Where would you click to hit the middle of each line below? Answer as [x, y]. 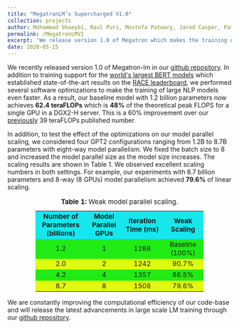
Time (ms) [142, 229]
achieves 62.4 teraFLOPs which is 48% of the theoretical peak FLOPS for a [118, 105]
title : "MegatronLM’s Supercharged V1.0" [70, 14]
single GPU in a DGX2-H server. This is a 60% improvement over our [108, 113]
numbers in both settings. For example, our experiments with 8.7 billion [111, 172]
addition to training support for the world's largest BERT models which [110, 75]
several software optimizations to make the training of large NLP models [113, 90]
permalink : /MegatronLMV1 [46, 34]
